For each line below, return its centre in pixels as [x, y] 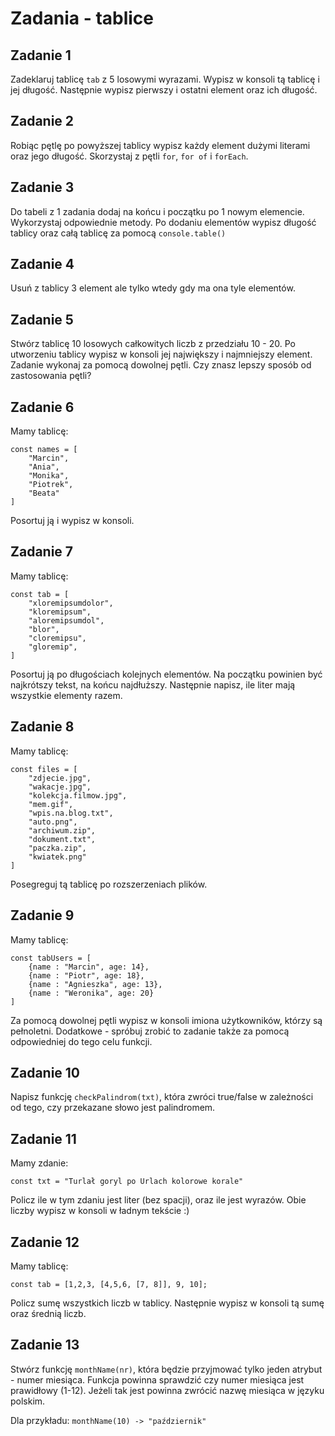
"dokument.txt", [62, 839]
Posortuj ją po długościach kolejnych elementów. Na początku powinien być [166, 674]
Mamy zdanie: [39, 1163]
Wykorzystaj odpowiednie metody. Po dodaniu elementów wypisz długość [163, 222]
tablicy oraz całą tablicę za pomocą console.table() [118, 233]
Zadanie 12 [45, 1242]
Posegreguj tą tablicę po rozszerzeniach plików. [109, 884]
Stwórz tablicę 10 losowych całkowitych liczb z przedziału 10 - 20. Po [153, 344]
